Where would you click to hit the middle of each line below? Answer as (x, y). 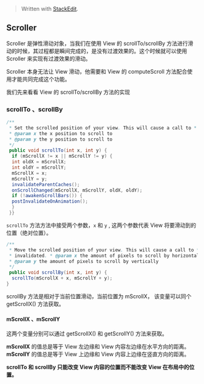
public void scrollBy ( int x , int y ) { (58, 273)
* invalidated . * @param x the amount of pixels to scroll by (89, 256)
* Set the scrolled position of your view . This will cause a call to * (103, 128)
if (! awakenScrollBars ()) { (47, 196)
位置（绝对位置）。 (29, 232)
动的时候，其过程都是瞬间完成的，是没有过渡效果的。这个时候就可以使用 (97, 51)
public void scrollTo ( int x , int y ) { (58, 151)
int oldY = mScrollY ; (39, 168)
